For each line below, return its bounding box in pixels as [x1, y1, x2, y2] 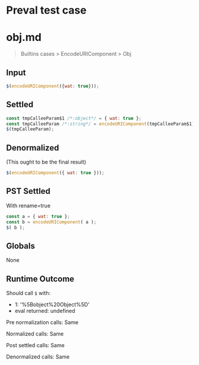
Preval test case [6, 4, 87, 17]
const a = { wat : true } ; [6, 213, 70, 219]
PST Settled [6, 186, 51, 196]
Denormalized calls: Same [6, 353, 70, 360]
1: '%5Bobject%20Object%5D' [14, 301, 90, 308]
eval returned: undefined [14, 308, 76, 314]
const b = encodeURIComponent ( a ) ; [6, 219, 97, 225]
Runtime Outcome [6, 274, 75, 284]
